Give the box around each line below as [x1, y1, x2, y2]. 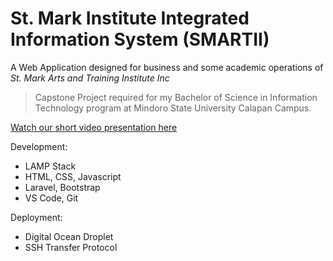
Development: [10, 140, 68, 152]
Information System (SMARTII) [10, 28, 270, 51]
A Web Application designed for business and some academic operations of [10, 61, 324, 73]
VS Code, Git [24, 192, 79, 204]
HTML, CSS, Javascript [24, 170, 122, 182]
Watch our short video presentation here [10, 121, 178, 133]
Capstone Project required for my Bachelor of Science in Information [34, 91, 318, 103]
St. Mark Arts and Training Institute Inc [10, 72, 170, 84]
